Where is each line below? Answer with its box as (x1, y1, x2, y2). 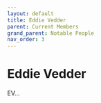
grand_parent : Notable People (7, 29, 95, 37)
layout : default (7, 10, 54, 17)
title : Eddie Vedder (7, 17, 67, 24)
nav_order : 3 (7, 36, 45, 43)
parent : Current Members (7, 23, 79, 30)
